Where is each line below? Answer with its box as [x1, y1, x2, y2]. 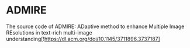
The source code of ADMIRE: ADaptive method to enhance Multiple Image [6, 23, 185, 30]
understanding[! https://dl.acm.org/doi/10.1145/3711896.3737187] [6, 35, 161, 42]
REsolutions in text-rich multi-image [6, 29, 92, 36]
